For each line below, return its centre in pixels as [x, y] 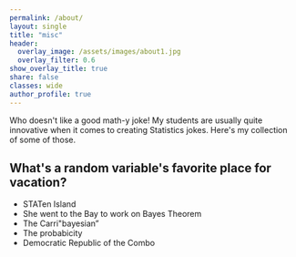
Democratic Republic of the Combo [89, 243]
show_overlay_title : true [58, 69]
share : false [34, 77]
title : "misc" [36, 35]
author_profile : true [51, 94]
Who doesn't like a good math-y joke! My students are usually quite [136, 120]
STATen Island [49, 204]
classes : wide [36, 86]
